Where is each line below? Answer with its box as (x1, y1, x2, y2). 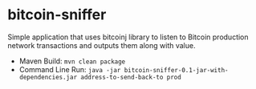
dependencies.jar (18, 73, 78, 81)
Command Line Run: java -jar (18, 64, 121, 74)
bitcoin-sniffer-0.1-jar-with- (124, 66, 229, 74)
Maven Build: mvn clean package (18, 56, 126, 66)
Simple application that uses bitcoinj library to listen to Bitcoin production (7, 32, 250, 42)
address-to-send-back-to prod (80, 73, 181, 81)
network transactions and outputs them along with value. (7, 40, 196, 50)
